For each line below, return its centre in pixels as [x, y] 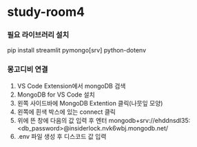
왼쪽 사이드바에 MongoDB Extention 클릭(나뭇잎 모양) [90, 103]
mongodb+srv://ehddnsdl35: [149, 120]
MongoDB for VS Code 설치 [56, 95]
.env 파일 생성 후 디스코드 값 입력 [62, 136]
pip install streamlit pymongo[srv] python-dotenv [77, 50]
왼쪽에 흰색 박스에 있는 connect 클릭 [66, 112]
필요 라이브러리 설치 [38, 35]
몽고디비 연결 [28, 70]
